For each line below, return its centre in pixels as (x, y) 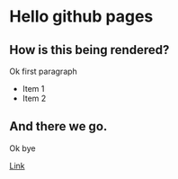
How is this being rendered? (89, 50)
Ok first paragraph (44, 71)
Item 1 (33, 89)
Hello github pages (81, 17)
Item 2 (34, 98)
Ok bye (22, 148)
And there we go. (58, 126)
